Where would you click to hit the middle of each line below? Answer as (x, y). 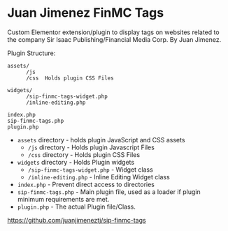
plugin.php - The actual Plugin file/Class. (77, 207)
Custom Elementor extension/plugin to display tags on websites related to (113, 32)
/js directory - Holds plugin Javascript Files (91, 147)
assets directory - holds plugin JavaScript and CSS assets (101, 140)
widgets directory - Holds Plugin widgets (76, 162)
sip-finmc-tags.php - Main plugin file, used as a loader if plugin (109, 192)
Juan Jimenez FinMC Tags (86, 13)
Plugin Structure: (31, 53)
